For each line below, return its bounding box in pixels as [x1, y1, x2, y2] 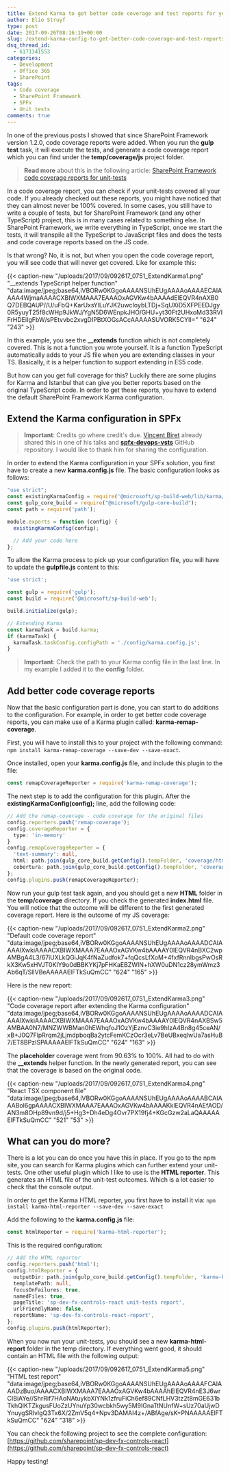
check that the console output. [7, 1183, 94, 1191]
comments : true [7, 112, 51, 119]
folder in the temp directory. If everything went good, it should [27, 1344, 202, 1353]
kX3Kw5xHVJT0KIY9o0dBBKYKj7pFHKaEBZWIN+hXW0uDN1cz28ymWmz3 [7, 960, 220, 968]
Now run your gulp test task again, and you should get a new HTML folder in [7, 889, 222, 897]
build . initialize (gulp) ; [7, 608, 78, 615]
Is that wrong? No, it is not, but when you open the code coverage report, [7, 251, 214, 259]
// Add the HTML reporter [7, 1254, 81, 1261]
